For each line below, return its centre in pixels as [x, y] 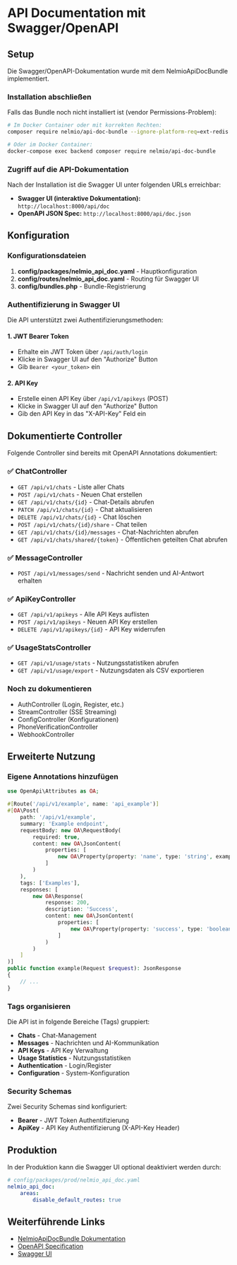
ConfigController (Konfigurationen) [68, 719]
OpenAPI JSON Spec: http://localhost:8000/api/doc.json [104, 214]
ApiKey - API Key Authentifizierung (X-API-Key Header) [98, 1128]
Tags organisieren [39, 1006]
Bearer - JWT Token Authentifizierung [73, 1120]
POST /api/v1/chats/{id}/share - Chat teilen [82, 524]
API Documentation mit [77, 13]
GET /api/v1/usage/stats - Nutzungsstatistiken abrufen [98, 663]
